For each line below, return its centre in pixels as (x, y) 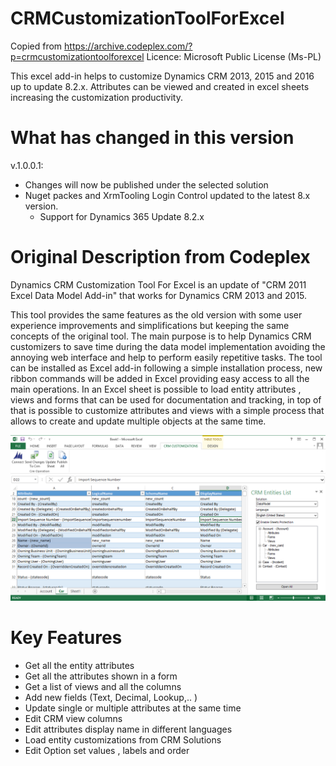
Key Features (66, 637)
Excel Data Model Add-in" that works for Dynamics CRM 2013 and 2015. (159, 295)
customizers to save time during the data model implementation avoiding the (168, 346)
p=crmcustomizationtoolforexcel (77, 56)
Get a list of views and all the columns (103, 686)
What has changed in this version (152, 138)
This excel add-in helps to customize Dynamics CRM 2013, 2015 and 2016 (162, 76)
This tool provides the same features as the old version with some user (156, 314)
